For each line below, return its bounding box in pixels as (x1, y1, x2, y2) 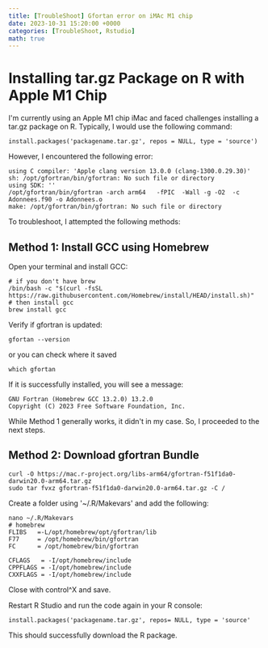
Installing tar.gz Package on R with (8, 70, 245, 87)
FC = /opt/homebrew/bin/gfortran (8, 542, 139, 550)
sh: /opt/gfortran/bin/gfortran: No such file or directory (8, 175, 216, 183)
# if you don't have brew (8, 277, 95, 286)
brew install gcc (8, 306, 67, 314)
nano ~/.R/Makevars (8, 514, 74, 522)
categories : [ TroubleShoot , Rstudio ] (8, 27, 136, 35)
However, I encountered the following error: (8, 151, 153, 162)
